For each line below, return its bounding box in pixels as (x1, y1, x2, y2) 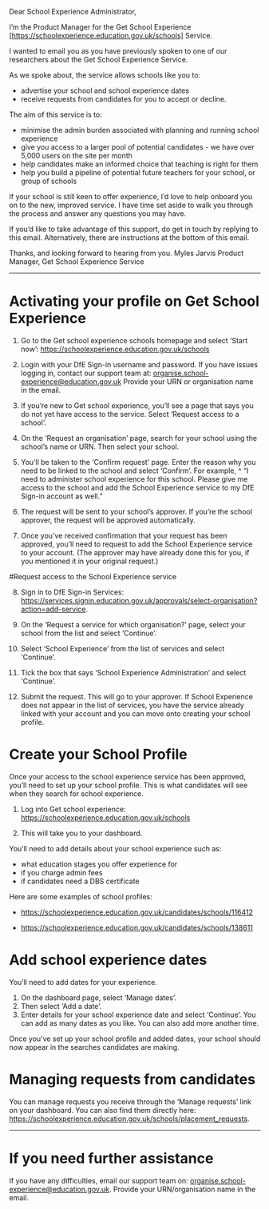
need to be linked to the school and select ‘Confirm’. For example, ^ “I (20, 466, 249, 475)
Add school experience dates (9, 951, 208, 969)
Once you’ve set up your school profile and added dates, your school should (9, 1034, 261, 1043)
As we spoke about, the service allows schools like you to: (9, 70, 201, 79)
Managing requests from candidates (9, 1071, 256, 1088)
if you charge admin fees (20, 867, 103, 877)
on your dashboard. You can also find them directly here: (9, 1105, 196, 1115)
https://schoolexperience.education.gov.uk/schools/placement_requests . (9, 1114, 250, 1123)
